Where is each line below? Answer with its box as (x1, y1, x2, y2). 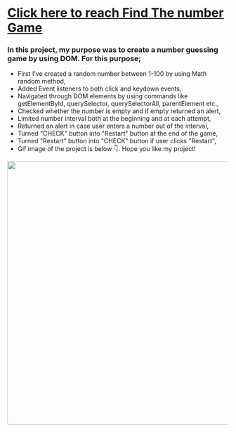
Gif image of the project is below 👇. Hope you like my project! (17, 145, 196, 153)
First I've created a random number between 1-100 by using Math (17, 70, 207, 78)
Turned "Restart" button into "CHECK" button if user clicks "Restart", (17, 137, 216, 145)
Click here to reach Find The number (7, 5, 224, 21)
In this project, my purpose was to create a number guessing (7, 45, 219, 55)
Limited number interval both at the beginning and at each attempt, (17, 114, 211, 123)
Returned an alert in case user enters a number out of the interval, (17, 122, 209, 131)
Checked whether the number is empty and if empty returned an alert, (17, 107, 221, 115)
